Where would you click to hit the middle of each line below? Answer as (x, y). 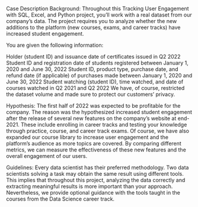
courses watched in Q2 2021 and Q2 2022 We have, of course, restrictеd (95, 88)
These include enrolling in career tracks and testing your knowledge (104, 124)
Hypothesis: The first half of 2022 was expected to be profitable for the (93, 106)
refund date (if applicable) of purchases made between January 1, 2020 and (99, 75)
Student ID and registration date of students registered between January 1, (97, 63)
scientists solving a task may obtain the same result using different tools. (95, 174)
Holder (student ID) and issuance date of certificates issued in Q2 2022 (93, 56)
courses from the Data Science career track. (60, 199)
